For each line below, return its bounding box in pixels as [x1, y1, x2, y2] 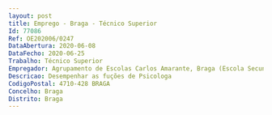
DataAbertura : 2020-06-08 [8, 42, 96, 50]
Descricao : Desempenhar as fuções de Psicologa [8, 72, 172, 80]
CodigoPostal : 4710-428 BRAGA [8, 79, 111, 87]
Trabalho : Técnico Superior [8, 57, 104, 66]
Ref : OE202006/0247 [8, 34, 74, 43]
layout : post [8, 11, 53, 20]
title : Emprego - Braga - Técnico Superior [8, 19, 158, 28]
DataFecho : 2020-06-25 [8, 49, 85, 57]
